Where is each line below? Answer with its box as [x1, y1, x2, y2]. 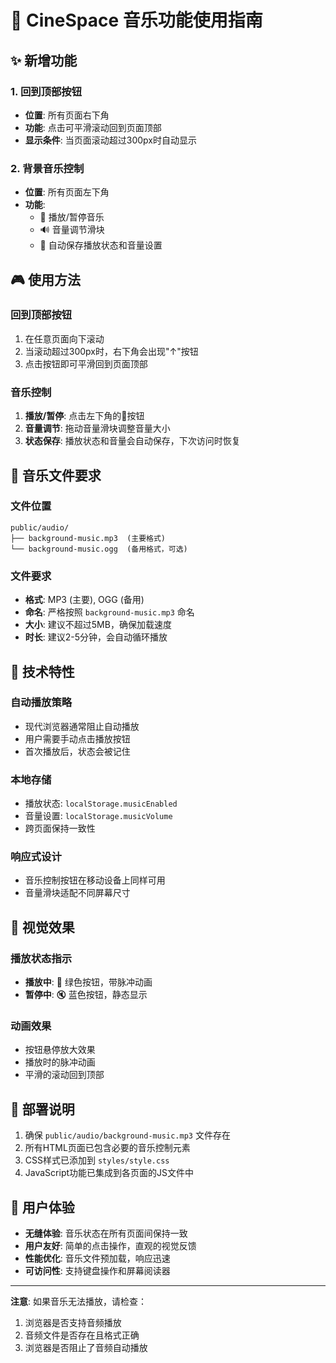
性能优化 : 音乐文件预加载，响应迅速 [24, 1252, 171, 1265]
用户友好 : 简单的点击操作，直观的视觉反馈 [24, 1240, 197, 1252]
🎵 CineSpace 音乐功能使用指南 [10, 9, 263, 32]
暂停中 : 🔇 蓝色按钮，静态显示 [24, 989, 148, 1001]
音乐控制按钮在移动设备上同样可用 [24, 874, 166, 886]
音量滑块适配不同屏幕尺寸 [24, 887, 131, 899]
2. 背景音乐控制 [10, 161, 85, 175]
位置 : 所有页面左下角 [24, 186, 110, 198]
